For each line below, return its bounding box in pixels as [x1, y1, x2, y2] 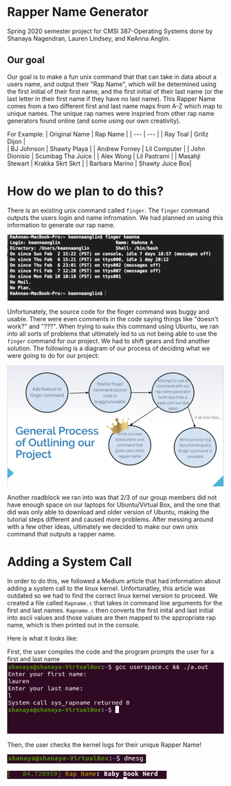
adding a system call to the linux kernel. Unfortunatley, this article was [7, 584, 206, 592]
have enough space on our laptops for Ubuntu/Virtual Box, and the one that [7, 501, 221, 509]
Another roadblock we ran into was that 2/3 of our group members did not [7, 493, 217, 501]
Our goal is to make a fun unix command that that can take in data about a [7, 72, 217, 81]
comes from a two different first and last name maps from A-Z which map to [7, 101, 223, 110]
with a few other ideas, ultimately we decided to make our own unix [7, 522, 198, 531]
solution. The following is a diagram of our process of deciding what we [7, 344, 210, 352]
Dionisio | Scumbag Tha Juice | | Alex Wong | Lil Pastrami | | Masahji [7, 152, 201, 160]
